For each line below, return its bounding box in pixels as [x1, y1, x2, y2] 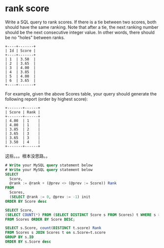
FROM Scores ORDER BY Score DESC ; [5, 217, 76, 222]
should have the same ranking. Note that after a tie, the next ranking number [5, 24, 159, 30]
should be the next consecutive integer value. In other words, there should [5, 29, 155, 35]
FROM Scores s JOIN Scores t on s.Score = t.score [5, 230, 106, 235]
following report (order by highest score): [5, 96, 88, 102]
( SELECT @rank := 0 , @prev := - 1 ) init [9, 194, 91, 200]
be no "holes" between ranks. [5, 35, 65, 40]
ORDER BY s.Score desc [5, 239, 51, 244]
